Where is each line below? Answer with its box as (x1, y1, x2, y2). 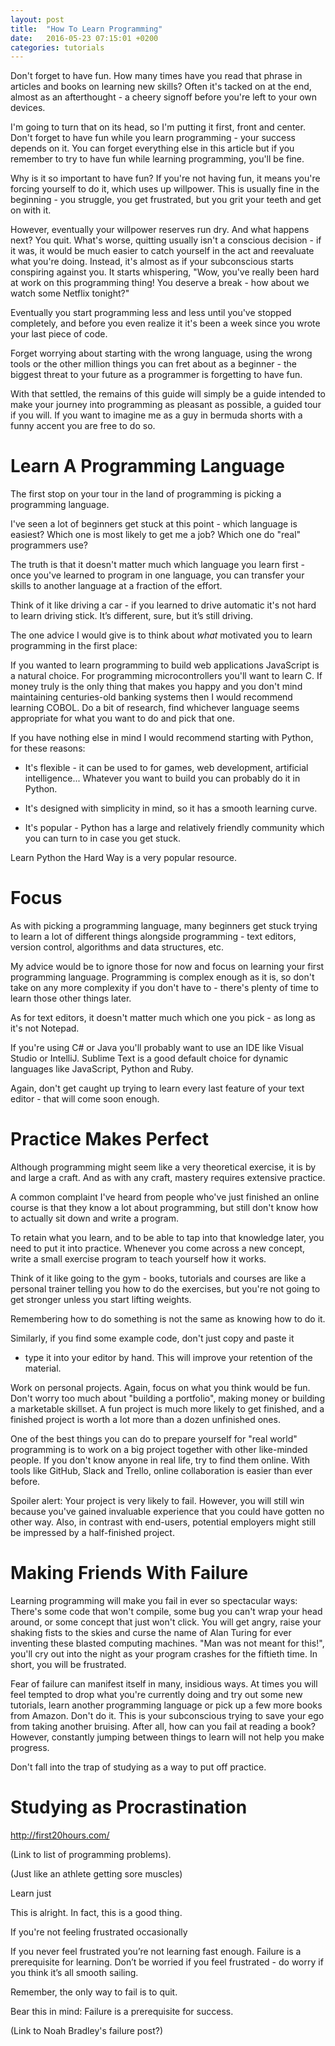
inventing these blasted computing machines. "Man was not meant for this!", (10, 1637, 325, 1649)
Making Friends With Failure (10, 1562, 249, 1585)
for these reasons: (10, 742, 86, 755)
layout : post (10, 14, 65, 25)
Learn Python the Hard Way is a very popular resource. (10, 852, 237, 864)
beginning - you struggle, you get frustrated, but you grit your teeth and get (10, 194, 322, 206)
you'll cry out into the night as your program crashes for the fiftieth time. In (10, 1648, 318, 1660)
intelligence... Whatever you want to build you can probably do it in (24, 772, 301, 785)
